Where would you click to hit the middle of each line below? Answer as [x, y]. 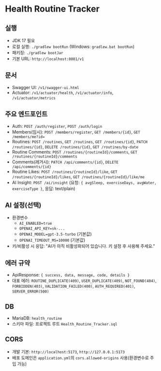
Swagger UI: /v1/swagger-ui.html [45, 87]
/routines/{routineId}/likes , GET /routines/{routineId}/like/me [78, 177]
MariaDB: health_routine [37, 318]
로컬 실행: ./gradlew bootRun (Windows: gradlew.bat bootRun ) [73, 46]
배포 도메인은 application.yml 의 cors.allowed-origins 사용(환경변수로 [80, 357]
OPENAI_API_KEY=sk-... [42, 229]
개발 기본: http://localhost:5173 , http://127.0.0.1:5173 [68, 352]
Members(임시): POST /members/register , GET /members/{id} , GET [76, 132]
